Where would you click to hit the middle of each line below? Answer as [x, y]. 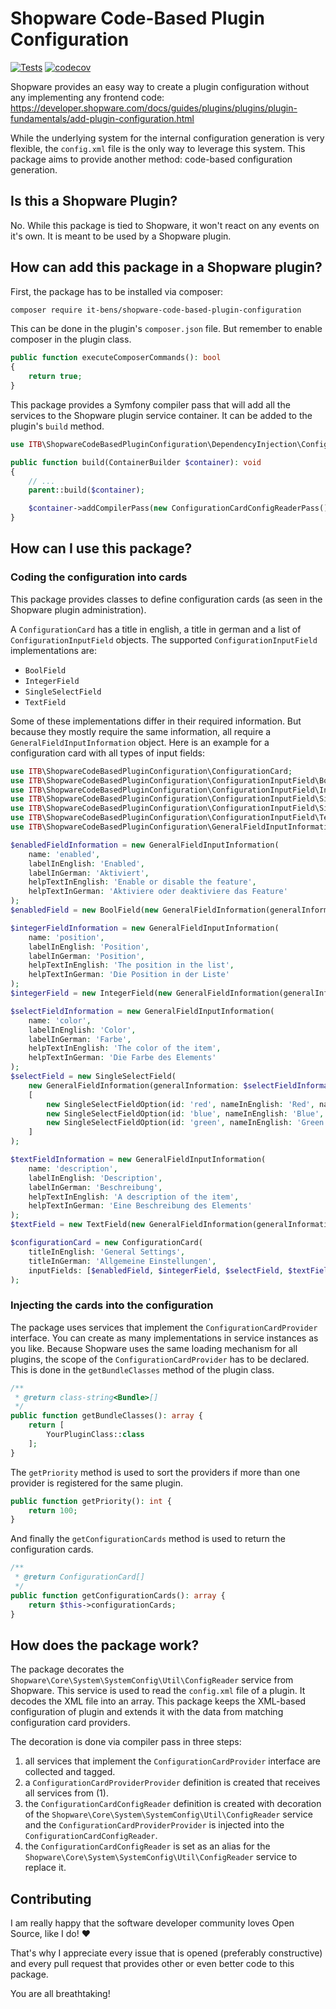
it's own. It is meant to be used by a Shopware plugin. [121, 236]
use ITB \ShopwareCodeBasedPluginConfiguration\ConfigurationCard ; [151, 771]
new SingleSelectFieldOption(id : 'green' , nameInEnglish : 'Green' [187, 1123]
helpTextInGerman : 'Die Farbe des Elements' [122, 1058]
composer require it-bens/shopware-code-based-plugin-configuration [156, 310]
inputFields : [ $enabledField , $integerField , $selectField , [156, 1270]
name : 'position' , [66, 937]
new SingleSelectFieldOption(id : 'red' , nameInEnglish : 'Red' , [180, 1104]
